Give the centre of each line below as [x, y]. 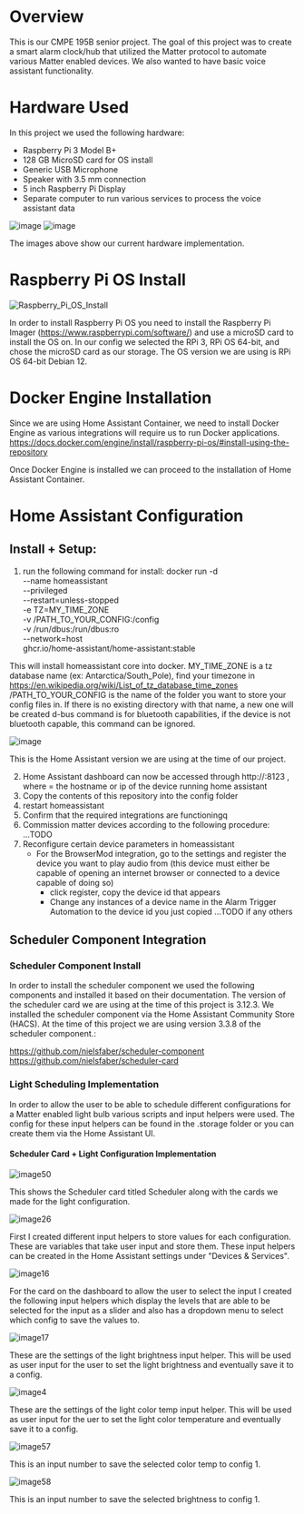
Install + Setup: [53, 550]
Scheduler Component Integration [108, 940]
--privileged [45, 590]
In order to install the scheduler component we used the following [132, 986]
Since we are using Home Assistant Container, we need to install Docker [144, 423]
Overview [47, 17]
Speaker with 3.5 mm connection [84, 179]
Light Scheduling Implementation [84, 1085]
